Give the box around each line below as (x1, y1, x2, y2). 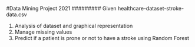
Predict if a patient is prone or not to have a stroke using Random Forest (14, 35, 190, 41)
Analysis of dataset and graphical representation (14, 23, 133, 29)
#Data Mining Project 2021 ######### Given (6, 5, 117, 12)
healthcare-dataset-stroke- (117, 5, 184, 12)
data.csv (6, 11, 28, 18)
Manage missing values (14, 28, 72, 35)
